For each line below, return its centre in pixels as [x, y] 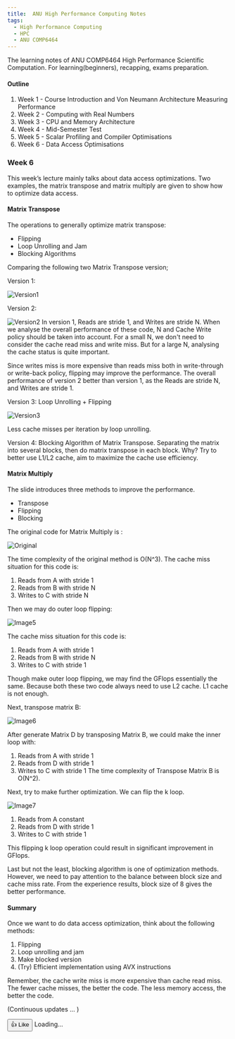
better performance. [37, 892]
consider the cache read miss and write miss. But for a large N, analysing [113, 344]
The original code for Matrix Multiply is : [65, 532]
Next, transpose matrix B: [44, 707]
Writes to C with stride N [53, 595]
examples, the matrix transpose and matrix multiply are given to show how [115, 186]
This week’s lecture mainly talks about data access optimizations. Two [109, 178]
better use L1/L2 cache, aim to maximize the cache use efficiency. [103, 457]
